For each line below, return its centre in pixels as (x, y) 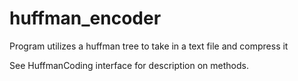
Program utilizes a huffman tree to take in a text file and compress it (149, 46)
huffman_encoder (85, 18)
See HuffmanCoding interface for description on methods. (129, 65)
